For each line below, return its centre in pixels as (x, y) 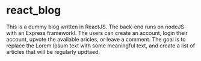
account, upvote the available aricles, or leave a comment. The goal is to (96, 39)
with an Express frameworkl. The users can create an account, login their (97, 33)
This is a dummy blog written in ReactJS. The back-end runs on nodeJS (95, 27)
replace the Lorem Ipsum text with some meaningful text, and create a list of (101, 46)
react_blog (34, 10)
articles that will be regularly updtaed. (53, 52)
